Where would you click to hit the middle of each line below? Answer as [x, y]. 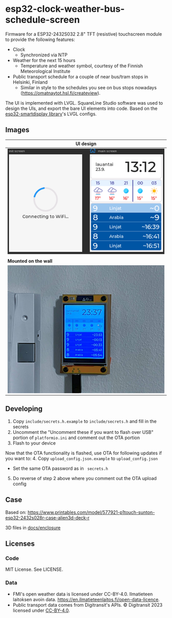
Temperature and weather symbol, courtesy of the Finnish [82, 66]
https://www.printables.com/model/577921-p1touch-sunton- [91, 512]
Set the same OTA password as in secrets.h [60, 468]
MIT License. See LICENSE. [34, 569]
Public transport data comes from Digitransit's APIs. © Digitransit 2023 [88, 605]
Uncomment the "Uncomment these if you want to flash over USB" [83, 432]
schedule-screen [43, 20]
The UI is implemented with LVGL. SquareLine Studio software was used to [84, 103]
